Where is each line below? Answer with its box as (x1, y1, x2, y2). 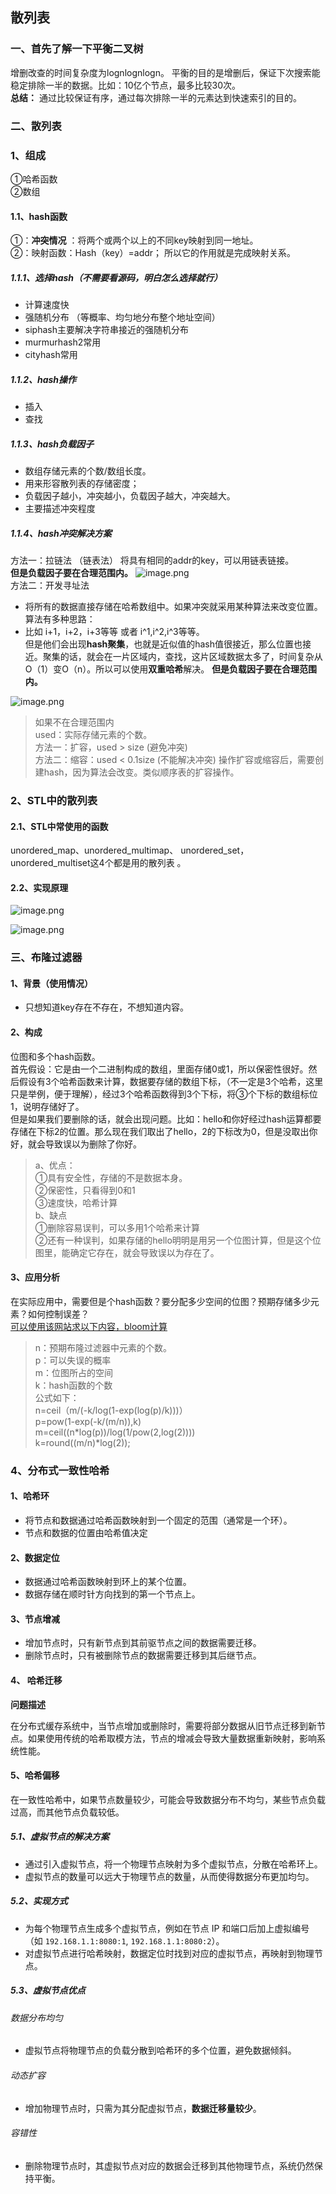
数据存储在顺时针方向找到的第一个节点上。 (24, 1588, 201, 1600)
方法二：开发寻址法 (10, 579, 90, 591)
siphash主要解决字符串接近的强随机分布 (24, 324, 189, 336)
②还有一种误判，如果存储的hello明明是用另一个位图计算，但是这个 (34, 1234, 313, 1246)
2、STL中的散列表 (10, 793, 98, 807)
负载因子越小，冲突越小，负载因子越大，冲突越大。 (24, 490, 236, 502)
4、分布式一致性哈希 (10, 1463, 110, 1477)
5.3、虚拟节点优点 (10, 1984, 86, 1997)
